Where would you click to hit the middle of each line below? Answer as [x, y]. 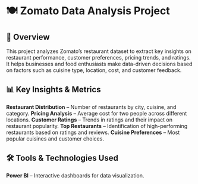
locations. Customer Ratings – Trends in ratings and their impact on [89, 120]
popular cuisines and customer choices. [55, 138]
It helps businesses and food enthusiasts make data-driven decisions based [99, 64]
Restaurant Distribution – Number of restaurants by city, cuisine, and [91, 107]
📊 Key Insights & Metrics [54, 90]
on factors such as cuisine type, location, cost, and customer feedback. [94, 70]
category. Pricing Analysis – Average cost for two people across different [97, 113]
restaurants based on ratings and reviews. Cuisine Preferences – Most [93, 132]
